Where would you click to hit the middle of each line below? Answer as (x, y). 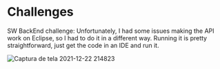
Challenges (40, 12)
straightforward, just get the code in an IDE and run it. (83, 45)
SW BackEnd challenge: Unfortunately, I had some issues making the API (111, 31)
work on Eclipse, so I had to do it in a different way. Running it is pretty (107, 38)
